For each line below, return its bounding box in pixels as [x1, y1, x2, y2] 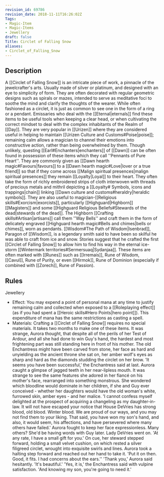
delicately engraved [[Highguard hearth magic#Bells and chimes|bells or [5, 221, 152, 227]
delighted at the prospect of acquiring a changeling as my [12, 399, 129, 405]
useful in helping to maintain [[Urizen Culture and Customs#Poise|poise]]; [5, 132, 154, 138]
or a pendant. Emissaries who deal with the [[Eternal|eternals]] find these [5, 111, 153, 117]
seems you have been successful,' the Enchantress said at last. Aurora [12, 362, 155, 368]
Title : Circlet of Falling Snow [5, 39, 71, 44]
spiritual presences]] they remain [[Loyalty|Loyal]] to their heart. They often [5, 174, 158, 179]
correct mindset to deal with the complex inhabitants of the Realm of [5, 121, 143, 127]
